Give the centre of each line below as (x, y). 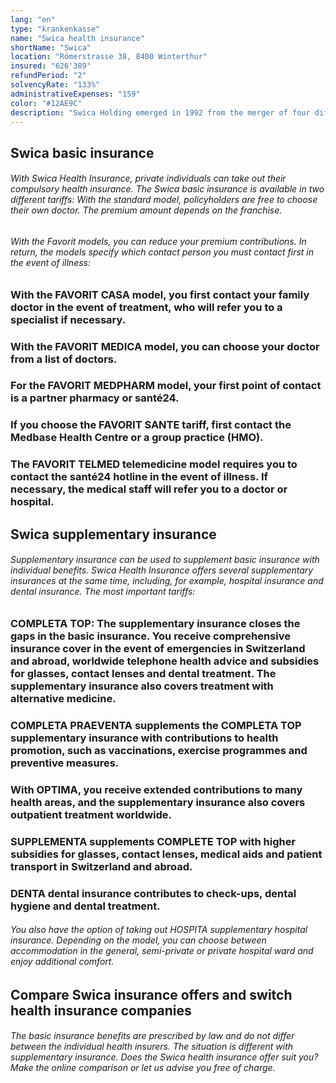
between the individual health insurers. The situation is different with (152, 1047)
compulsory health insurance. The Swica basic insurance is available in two (167, 189)
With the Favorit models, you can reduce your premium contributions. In (158, 241)
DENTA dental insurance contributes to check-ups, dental (153, 893)
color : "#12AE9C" (46, 103)
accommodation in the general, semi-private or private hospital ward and (162, 951)
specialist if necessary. (68, 319)
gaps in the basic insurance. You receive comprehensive (150, 636)
